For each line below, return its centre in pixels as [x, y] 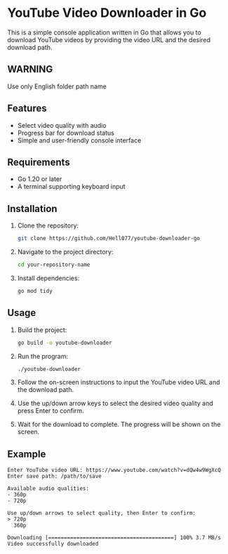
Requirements [39, 162]
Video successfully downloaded [53, 544]
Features [27, 108]
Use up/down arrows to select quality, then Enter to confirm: [102, 513]
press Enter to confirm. [51, 411]
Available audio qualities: [48, 489]
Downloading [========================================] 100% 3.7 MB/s [114, 538]
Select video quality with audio [62, 125]
